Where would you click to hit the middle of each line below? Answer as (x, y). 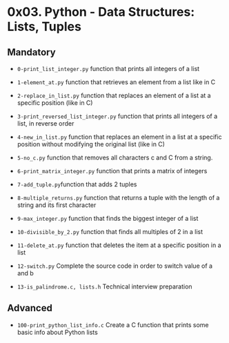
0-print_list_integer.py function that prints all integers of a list (108, 69)
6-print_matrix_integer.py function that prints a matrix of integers (112, 171)
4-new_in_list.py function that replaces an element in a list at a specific (119, 137)
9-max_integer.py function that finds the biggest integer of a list (108, 218)
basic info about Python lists (57, 332)
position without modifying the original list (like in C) (91, 144)
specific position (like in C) (55, 103)
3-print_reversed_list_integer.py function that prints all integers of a (117, 116)
